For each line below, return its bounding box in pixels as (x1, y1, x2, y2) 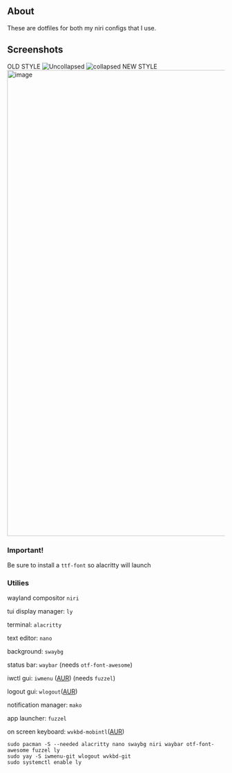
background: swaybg (7, 647, 64, 656)
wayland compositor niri (7, 594, 79, 603)
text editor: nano (7, 634, 52, 643)
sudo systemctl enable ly (7, 759, 81, 766)
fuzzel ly (32, 747, 60, 754)
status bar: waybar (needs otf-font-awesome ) (7, 661, 133, 669)
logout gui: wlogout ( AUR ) (7, 687, 78, 696)
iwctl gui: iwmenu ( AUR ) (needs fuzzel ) (7, 674, 116, 683)
